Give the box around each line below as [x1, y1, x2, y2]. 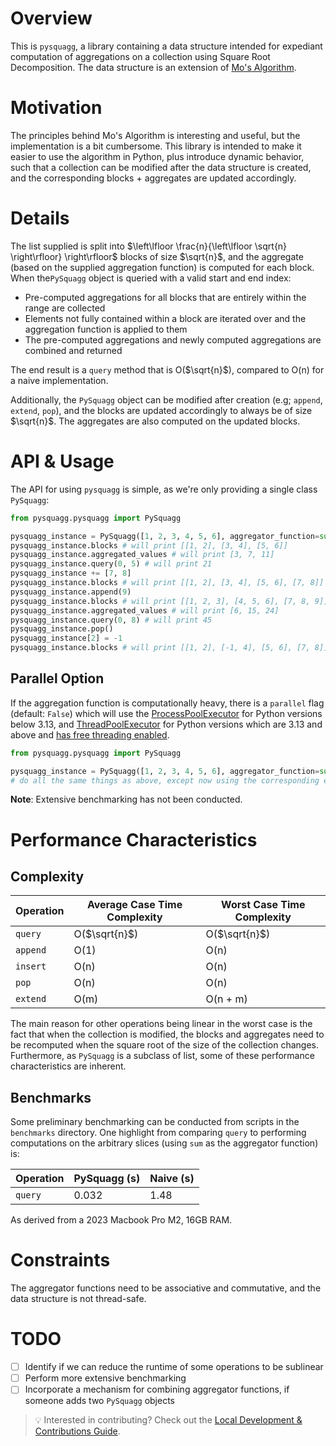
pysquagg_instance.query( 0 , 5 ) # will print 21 [10, 559, 213, 569]
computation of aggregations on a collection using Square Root [10, 50, 271, 62]
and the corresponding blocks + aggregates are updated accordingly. [10, 172, 297, 184]
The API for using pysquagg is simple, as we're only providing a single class [10, 483, 318, 495]
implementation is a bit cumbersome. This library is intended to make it [10, 140, 302, 152]
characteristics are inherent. [10, 1060, 127, 1072]
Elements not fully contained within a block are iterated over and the [24, 312, 307, 324]
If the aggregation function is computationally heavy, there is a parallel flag [10, 697, 325, 709]
